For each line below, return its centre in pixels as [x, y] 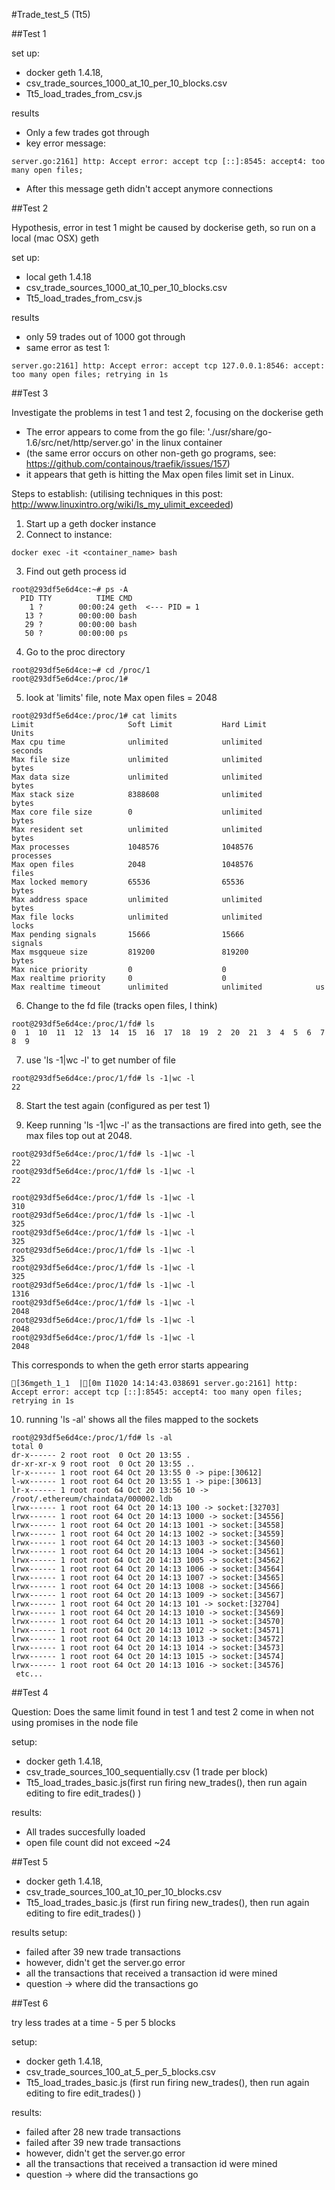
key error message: [65, 143]
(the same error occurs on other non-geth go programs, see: [151, 453]
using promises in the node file [75, 1722]
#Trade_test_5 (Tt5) [51, 14]
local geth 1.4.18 [58, 277]
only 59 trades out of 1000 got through [105, 337]
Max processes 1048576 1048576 [132, 847]
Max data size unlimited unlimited [137, 777]
